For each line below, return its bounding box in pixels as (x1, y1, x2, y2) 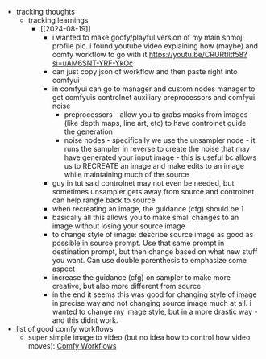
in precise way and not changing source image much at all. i (52, 298, 251, 307)
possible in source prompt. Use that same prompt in (52, 238, 225, 248)
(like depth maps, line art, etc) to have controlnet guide (64, 119, 247, 127)
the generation (64, 127, 113, 136)
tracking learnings (27, 15, 89, 25)
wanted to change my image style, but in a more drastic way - (52, 307, 258, 316)
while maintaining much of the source (64, 169, 189, 179)
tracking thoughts (15, 7, 75, 16)
